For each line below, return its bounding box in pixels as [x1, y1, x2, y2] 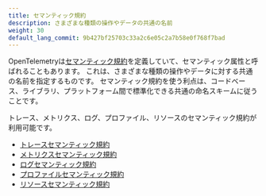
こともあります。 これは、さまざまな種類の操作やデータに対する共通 [29, 67, 253, 76]
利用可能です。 [8, 123, 57, 133]
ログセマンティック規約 [19, 159, 97, 169]
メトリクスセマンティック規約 [19, 150, 118, 159]
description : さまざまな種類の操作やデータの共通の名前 [8, 19, 173, 27]
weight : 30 [8, 26, 44, 34]
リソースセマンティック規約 [19, 179, 110, 189]
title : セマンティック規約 [8, 11, 87, 20]
